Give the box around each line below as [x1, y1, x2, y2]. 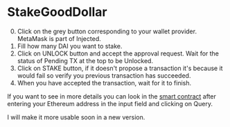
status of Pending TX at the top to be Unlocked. [17, 56, 154, 65]
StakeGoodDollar [7, 4, 107, 20]
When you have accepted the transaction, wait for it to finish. [17, 78, 192, 87]
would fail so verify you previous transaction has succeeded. [17, 71, 191, 80]
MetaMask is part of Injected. [17, 34, 102, 42]
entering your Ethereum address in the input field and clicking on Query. [7, 99, 213, 108]
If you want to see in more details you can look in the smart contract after [7, 92, 217, 101]
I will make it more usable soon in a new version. [7, 112, 145, 121]
